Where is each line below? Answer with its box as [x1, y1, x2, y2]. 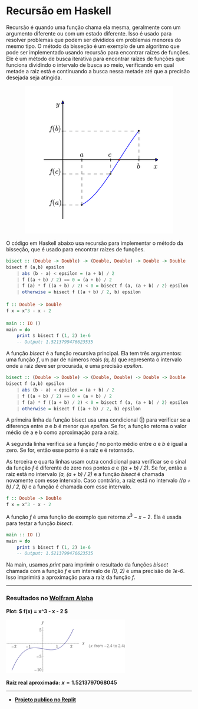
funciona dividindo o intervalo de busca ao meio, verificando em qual [6, 61, 174, 69]
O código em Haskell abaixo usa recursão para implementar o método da [6, 239, 184, 247]
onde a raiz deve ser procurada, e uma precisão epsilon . [6, 362, 143, 370]
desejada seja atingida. [6, 74, 62, 81]
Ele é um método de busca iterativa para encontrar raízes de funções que [6, 55, 185, 62]
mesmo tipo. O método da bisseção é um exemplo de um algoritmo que [6, 43, 180, 50]
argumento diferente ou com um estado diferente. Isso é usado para [6, 30, 172, 37]
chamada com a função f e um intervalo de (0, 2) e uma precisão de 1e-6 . [6, 568, 185, 575]
